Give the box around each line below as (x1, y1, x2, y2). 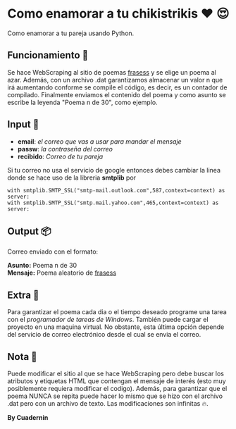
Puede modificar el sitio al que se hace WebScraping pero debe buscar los (7, 369, 224, 378)
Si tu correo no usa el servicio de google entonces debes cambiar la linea (7, 166, 221, 174)
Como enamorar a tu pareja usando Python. (7, 29, 135, 37)
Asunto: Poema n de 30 (7, 261, 77, 270)
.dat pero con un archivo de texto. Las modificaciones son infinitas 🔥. (7, 399, 209, 407)
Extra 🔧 (7, 289, 40, 301)
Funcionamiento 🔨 (7, 49, 89, 61)
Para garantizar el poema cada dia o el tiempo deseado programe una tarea (7, 308, 227, 316)
